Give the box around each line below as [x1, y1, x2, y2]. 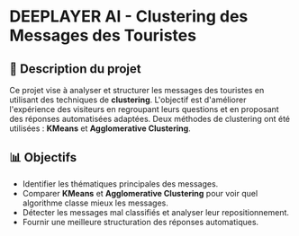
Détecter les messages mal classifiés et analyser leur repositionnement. [22, 206, 290, 217]
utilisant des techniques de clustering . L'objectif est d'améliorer [9, 94, 247, 105]
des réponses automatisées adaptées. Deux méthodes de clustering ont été [9, 114, 291, 124]
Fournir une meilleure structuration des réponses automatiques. [22, 216, 259, 227]
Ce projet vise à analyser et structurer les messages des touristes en [9, 85, 265, 95]
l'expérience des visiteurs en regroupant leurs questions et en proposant [9, 104, 279, 114]
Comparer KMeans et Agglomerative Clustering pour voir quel [22, 188, 258, 198]
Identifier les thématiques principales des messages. [22, 178, 219, 189]
